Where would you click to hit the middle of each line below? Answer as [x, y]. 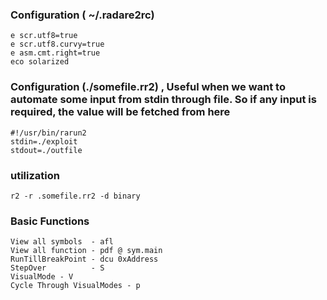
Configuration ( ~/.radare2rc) [82, 15]
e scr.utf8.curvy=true [57, 44]
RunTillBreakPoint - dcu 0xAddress [84, 259]
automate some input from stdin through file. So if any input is [163, 100]
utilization [35, 175]
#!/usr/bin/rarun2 [48, 133]
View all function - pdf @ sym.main [86, 251]
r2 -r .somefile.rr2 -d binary [75, 196]
